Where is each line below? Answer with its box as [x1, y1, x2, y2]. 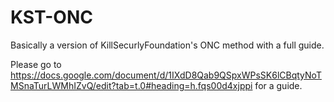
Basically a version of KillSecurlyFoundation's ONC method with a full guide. [10, 39, 325, 51]
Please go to [10, 58, 62, 70]
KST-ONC [10, 6, 93, 29]
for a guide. [254, 79, 303, 91]
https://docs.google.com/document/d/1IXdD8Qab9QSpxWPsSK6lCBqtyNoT [10, 69, 322, 81]
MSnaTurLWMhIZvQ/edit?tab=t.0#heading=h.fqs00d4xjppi [10, 79, 253, 91]
